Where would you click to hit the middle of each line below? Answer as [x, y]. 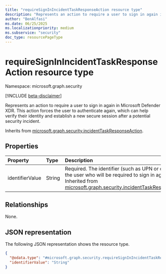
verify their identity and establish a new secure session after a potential [78, 116]
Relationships [27, 205]
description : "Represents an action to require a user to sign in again [82, 14]
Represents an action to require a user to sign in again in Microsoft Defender [83, 105]
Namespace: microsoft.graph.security [44, 86]
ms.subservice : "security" [33, 33]
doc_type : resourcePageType [34, 38]
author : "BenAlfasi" [26, 19]
